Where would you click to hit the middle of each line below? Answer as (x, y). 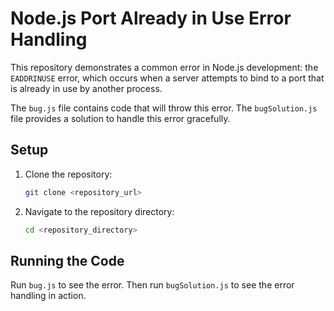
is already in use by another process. (86, 88)
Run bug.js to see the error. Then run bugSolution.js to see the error (152, 285)
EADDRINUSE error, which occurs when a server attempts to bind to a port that (167, 78)
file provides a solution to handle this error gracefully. (120, 118)
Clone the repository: (68, 174)
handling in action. (48, 296)
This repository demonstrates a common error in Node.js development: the (164, 67)
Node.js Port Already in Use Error (151, 18)
